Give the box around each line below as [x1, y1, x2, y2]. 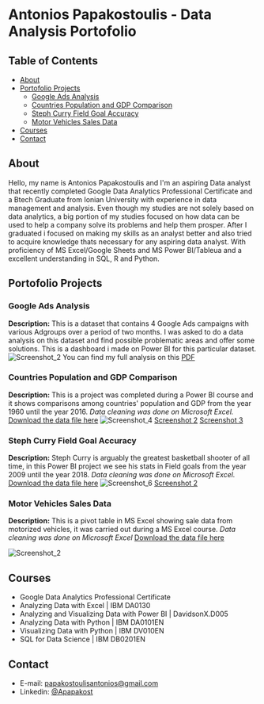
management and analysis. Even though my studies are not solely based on [8, 203, 255, 212]
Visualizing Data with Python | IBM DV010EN [19, 626, 164, 636]
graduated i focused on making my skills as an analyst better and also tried [8, 228, 252, 238]
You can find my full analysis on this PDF [62, 352, 195, 362]
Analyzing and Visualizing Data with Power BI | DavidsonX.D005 [19, 609, 229, 619]
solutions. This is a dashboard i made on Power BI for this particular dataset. [8, 343, 257, 354]
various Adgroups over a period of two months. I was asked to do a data [8, 327, 243, 336]
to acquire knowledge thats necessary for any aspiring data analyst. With [8, 236, 247, 247]
